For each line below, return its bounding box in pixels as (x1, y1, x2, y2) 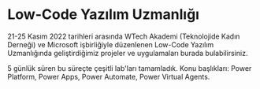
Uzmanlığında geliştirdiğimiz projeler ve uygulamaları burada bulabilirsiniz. (7, 48, 248, 57)
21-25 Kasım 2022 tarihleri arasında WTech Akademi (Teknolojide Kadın (7, 32, 240, 41)
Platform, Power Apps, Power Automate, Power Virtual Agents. (7, 72, 210, 81)
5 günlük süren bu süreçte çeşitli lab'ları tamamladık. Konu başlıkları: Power (7, 63, 252, 72)
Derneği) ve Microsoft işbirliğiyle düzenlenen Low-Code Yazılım (7, 39, 214, 49)
